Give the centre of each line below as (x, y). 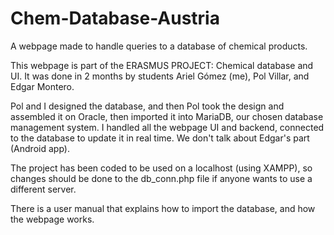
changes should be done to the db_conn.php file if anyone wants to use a (161, 178)
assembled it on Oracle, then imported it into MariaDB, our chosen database (167, 116)
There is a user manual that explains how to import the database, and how (163, 208)
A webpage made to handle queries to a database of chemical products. (159, 46)
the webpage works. (52, 219)
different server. (43, 189)
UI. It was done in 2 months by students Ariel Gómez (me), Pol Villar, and (160, 76)
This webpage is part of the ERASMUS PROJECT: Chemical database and (162, 65)
